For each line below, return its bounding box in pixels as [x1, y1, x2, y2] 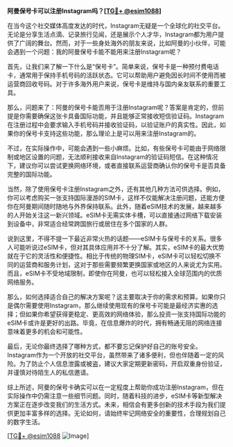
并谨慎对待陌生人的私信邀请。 [7, 368, 92, 376]
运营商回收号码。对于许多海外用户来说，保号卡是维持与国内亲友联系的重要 [7, 80, 220, 88]
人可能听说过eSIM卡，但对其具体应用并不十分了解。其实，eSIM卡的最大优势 [7, 243, 225, 251]
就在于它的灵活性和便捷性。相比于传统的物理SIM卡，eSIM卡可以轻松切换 [7, 252, 215, 260]
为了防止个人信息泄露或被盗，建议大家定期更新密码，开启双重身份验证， [19, 359, 226, 368]
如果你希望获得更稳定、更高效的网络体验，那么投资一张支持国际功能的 [25, 310, 226, 318]
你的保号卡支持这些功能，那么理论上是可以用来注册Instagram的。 [12, 129, 200, 138]
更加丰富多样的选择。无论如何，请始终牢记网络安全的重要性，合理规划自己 [12, 409, 226, 417]
